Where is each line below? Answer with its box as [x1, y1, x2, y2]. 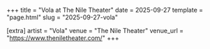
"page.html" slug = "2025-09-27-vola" [6, 13, 118, 21]
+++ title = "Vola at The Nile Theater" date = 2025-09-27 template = [6, 6, 204, 14]
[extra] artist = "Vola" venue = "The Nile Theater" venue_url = [6, 27, 184, 35]
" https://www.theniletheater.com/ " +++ [6, 34, 119, 42]
